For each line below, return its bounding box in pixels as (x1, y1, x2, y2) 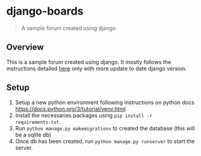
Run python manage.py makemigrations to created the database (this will (15, 124, 195, 132)
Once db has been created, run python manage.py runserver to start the (15, 137, 195, 144)
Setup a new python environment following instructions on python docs (15, 99, 195, 106)
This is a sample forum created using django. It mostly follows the (6, 58, 172, 65)
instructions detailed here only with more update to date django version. (6, 65, 187, 72)
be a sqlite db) (15, 131, 52, 138)
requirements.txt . (15, 118, 61, 126)
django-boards (6, 4, 84, 18)
